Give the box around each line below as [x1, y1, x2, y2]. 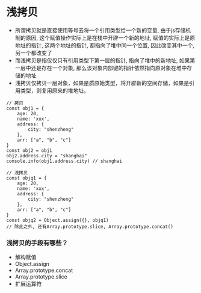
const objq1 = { [6, 175, 47, 181]
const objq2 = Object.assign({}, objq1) [6, 217, 110, 223]
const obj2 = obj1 [6, 147, 52, 154]
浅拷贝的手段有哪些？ [6, 239, 68, 247]
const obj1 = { [6, 105, 45, 112]
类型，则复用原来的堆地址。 [20, 87, 89, 94]
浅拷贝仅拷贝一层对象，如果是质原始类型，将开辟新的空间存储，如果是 [14, 79, 190, 86]
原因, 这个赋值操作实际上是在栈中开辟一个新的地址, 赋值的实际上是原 [25, 34, 196, 41]
